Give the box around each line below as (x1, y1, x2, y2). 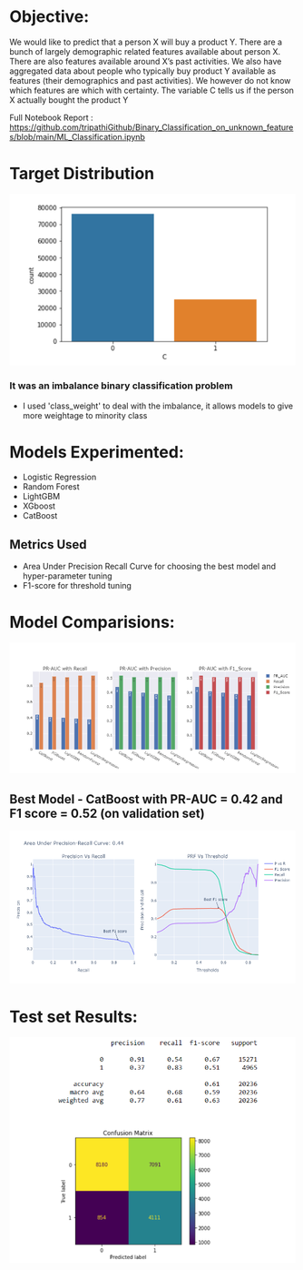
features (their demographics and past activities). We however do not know (9, 75, 291, 86)
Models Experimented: (9, 441, 184, 462)
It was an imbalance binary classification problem (9, 379, 233, 392)
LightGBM (22, 491, 61, 502)
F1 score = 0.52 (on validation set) (9, 805, 206, 821)
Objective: (9, 6, 90, 27)
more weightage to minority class (22, 409, 148, 420)
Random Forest (22, 481, 80, 492)
